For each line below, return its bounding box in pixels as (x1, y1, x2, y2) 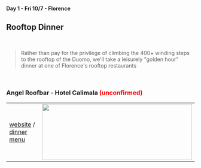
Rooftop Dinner (6, 22, 64, 32)
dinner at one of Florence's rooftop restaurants (20, 62, 136, 69)
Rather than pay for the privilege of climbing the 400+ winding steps (20, 50, 190, 57)
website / (9, 120, 35, 129)
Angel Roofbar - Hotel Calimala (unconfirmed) (6, 88, 143, 97)
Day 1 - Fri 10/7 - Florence (6, 5, 71, 12)
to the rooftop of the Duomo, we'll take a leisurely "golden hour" (20, 56, 179, 63)
